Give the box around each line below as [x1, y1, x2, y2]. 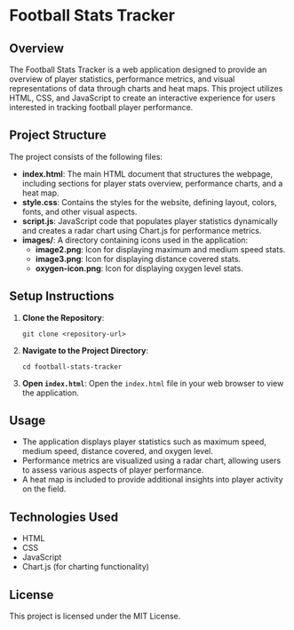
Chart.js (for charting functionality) [21, 562, 149, 572]
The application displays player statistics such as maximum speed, [21, 436, 266, 447]
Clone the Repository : [21, 312, 105, 323]
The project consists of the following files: [9, 151, 163, 162]
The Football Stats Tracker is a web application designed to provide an [9, 64, 267, 75]
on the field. [21, 483, 67, 494]
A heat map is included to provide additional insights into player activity [21, 474, 283, 485]
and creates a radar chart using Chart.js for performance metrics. [21, 225, 262, 235]
